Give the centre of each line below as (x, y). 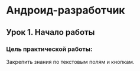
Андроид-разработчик (66, 10)
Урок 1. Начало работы (51, 32)
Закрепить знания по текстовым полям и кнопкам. (70, 62)
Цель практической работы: (49, 49)
